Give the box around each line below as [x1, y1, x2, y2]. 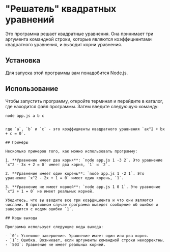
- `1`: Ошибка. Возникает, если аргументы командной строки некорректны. [5, 238, 165, 243]
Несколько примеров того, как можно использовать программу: [5, 149, 138, 154]
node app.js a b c [5, 113, 44, 118]
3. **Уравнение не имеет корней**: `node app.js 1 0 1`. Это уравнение [5, 184, 160, 190]
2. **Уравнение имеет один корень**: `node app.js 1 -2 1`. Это [5, 171, 145, 176]
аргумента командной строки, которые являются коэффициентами [5, 36, 152, 42]
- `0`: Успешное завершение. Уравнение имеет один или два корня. [5, 233, 149, 239]
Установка [5, 56, 41, 65]
